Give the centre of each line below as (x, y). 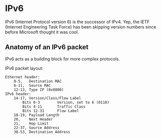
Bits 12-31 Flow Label (51, 111)
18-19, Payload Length (37, 115)
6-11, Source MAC (32, 85)
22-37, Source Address (37, 128)
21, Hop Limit (31, 124)
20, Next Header (33, 119)
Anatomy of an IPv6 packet (47, 47)
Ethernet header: (23, 77)
